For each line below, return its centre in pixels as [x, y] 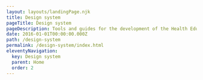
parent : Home [28, 62]
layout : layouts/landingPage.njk [48, 12]
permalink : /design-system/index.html [55, 46]
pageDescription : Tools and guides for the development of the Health [97, 29]
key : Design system [36, 57]
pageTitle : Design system [39, 23]
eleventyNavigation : [32, 51]
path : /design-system [34, 40]
